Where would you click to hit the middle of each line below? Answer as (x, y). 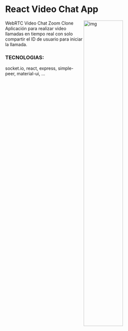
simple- (66, 68)
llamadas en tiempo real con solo (39, 34)
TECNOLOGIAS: (25, 57)
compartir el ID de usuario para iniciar (44, 39)
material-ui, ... (31, 74)
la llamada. (16, 44)
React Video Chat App (52, 9)
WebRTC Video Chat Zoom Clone (39, 23)
